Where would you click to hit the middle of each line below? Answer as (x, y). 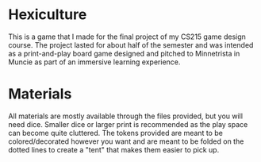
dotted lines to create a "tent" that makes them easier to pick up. (114, 149)
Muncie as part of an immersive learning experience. (94, 62)
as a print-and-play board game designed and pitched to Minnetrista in (124, 53)
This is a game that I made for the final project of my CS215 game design (127, 37)
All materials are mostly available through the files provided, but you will (126, 116)
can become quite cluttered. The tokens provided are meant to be (116, 133)
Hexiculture (48, 15)
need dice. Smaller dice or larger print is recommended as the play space (128, 124)
